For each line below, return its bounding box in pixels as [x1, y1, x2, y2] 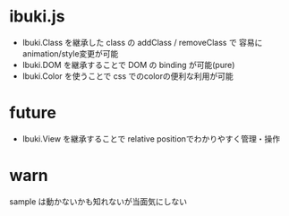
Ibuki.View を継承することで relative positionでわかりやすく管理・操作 [21, 133, 280, 144]
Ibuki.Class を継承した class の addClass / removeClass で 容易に [21, 37, 263, 48]
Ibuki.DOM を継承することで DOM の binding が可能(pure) [21, 59, 235, 70]
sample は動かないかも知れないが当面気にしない [9, 195, 188, 207]
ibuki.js [9, 6, 65, 27]
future [9, 103, 56, 123]
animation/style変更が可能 [21, 48, 119, 59]
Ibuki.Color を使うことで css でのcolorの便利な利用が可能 [21, 70, 234, 82]
